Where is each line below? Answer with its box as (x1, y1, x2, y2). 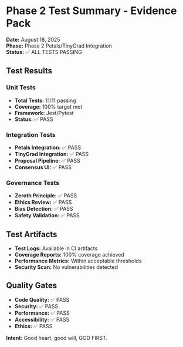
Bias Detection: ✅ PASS (14, 205, 73, 213)
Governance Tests (6, 178, 60, 187)
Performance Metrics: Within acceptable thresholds (14, 257, 142, 265)
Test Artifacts (6, 229, 57, 239)
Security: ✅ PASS (14, 302, 59, 309)
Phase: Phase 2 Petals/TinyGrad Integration (6, 42, 113, 49)
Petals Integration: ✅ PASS (14, 144, 81, 151)
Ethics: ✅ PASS (14, 322, 53, 329)
